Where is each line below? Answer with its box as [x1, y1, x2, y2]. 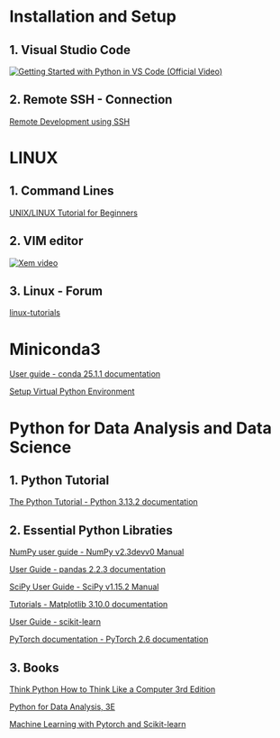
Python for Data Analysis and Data [9, 417, 272, 438]
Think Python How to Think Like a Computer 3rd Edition [9, 684, 216, 695]
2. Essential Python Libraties [9, 523, 173, 538]
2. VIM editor [9, 233, 84, 249]
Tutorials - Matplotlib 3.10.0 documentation [9, 599, 168, 610]
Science [9, 437, 72, 457]
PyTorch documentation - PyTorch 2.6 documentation [9, 633, 209, 645]
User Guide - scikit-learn [9, 616, 102, 627]
